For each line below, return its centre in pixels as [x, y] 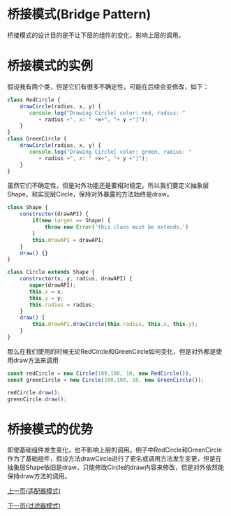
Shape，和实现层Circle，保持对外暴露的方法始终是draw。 [90, 194]
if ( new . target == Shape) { [72, 221]
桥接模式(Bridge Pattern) [79, 14]
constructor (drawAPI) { [54, 214]
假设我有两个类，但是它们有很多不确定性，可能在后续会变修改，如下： [108, 86]
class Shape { [28, 208]
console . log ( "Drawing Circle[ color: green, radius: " [110, 152]
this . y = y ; [46, 298]
